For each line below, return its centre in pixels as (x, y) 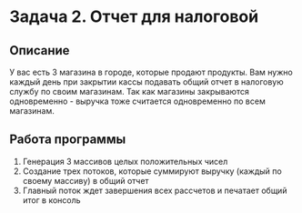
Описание (40, 51)
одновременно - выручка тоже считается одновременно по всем (137, 101)
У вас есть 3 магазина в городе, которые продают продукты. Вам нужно (151, 72)
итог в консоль (51, 200)
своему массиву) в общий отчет (86, 180)
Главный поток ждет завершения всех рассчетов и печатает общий (155, 190)
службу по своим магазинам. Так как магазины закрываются (130, 91)
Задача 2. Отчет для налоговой (134, 17)
